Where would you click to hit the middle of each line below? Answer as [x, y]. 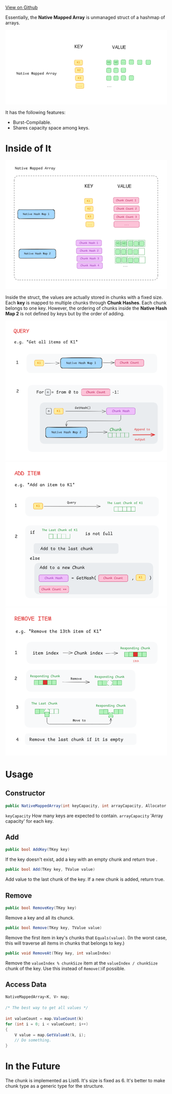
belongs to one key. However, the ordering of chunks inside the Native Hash [86, 308]
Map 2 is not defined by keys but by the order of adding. [65, 314]
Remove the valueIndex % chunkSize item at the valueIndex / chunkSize [82, 963]
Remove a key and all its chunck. [40, 918]
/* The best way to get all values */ [47, 1008]
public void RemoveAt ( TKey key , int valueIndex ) [58, 953]
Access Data [26, 985]
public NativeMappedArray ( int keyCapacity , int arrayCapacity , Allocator [86, 806]
